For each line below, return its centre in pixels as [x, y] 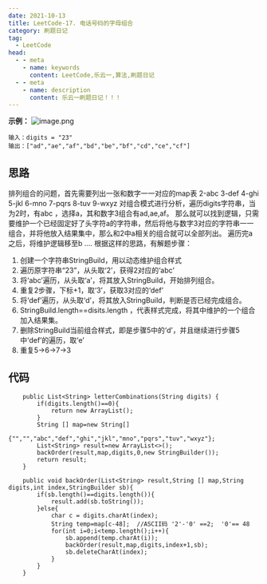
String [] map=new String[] [83, 424]
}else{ [48, 508]
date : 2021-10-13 [37, 16]
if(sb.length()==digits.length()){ [96, 495]
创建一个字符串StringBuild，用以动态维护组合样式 [100, 260]
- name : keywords [51, 68]
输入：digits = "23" [41, 138]
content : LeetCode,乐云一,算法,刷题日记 [92, 75]
